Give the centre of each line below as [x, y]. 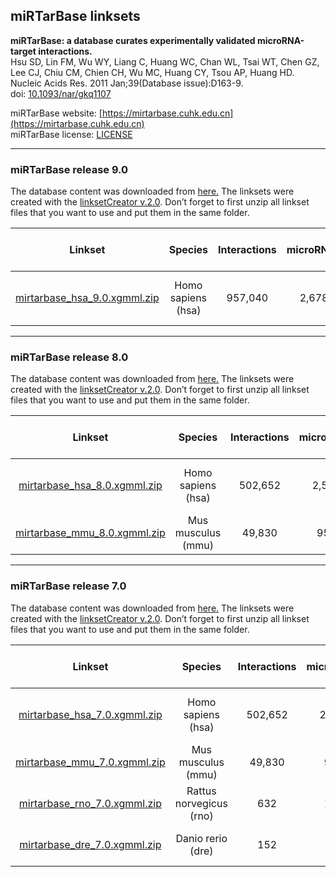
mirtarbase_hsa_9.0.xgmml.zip [87, 298]
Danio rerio [201, 838]
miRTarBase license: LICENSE [71, 134]
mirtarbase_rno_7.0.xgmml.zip [90, 803]
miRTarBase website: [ [56, 113]
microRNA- [281, 40]
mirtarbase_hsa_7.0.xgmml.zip [90, 714]
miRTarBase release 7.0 [68, 586]
